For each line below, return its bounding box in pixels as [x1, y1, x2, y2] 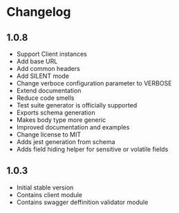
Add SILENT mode [16, 72, 70, 80]
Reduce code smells [16, 94, 75, 102]
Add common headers [16, 65, 80, 72]
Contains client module [16, 190, 82, 199]
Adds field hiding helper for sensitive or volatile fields [16, 145, 169, 153]
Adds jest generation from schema [16, 138, 115, 145]
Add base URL [16, 57, 58, 65]
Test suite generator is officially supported [16, 101, 138, 109]
